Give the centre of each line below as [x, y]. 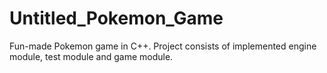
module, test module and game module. [91, 56]
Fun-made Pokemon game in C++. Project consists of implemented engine [163, 46]
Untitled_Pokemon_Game [116, 18]
